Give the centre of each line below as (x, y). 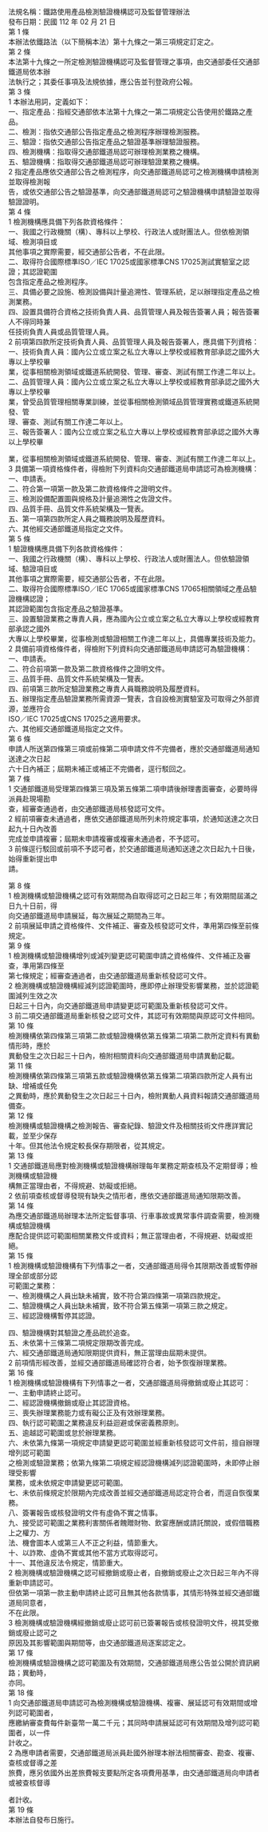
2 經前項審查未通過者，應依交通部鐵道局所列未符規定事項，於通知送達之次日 (134, 819)
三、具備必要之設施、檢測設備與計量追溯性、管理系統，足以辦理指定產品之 (130, 292)
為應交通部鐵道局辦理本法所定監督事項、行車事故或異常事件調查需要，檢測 (130, 1216)
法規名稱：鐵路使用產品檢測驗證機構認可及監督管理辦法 (99, 12)
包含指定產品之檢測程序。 (50, 282)
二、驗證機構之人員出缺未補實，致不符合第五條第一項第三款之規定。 (120, 1306)
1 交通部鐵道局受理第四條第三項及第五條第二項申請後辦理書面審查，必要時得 (133, 789)
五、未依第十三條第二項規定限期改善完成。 (78, 1343)
